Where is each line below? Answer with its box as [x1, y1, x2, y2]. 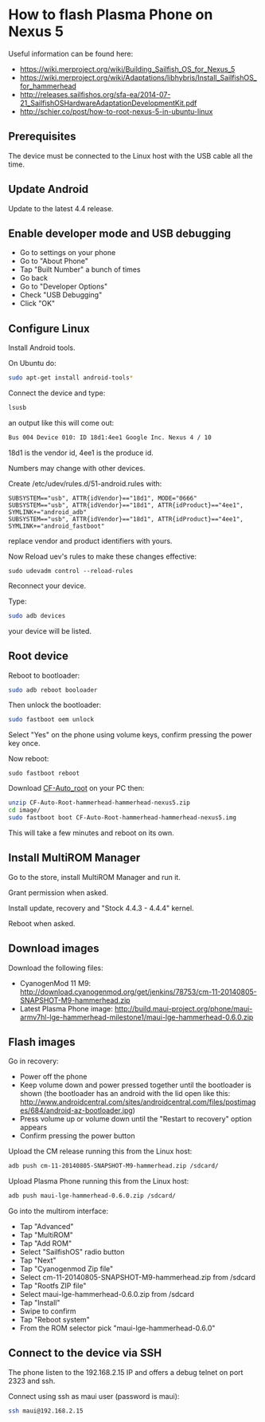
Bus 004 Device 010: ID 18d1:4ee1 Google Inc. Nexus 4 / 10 [8, 433, 212, 442]
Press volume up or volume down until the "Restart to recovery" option [19, 1114, 252, 1124]
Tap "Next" [19, 1255, 57, 1265]
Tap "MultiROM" [19, 1230, 74, 1240]
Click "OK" [19, 299, 56, 308]
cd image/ [8, 807, 41, 815]
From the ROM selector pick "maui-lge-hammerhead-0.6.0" [19, 1323, 216, 1333]
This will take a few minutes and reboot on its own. [8, 827, 174, 838]
